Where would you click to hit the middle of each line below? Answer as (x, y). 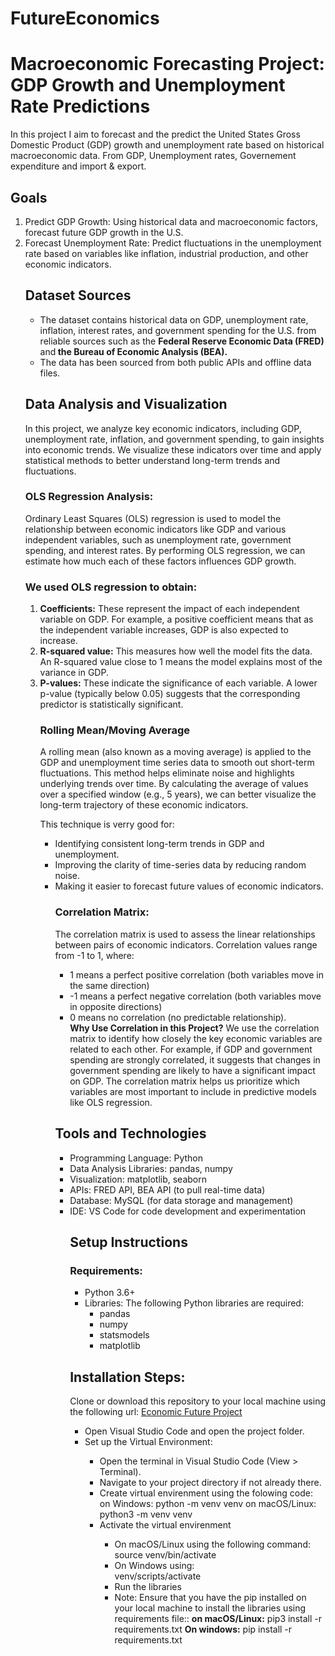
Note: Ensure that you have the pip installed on (210, 1598)
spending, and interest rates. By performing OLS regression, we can (165, 550)
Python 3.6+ (110, 1293)
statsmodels (124, 1335)
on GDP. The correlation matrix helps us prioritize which (185, 1081)
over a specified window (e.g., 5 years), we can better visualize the (178, 794)
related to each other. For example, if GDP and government (191, 1049)
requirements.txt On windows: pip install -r (203, 1629)
